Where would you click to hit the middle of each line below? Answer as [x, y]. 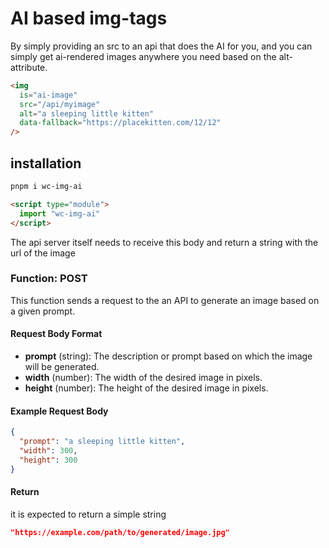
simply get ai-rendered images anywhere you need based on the [143, 56]
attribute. [29, 67]
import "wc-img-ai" [60, 213]
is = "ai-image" [48, 95]
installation [46, 163]
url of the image [43, 253]
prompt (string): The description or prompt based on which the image [168, 356]
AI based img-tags [89, 18]
